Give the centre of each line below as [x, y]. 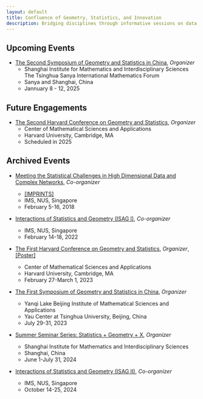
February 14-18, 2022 [51, 237]
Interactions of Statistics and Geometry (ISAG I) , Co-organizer [93, 218]
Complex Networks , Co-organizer [57, 182]
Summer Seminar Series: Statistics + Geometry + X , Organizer [93, 334]
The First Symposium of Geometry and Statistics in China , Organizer [101, 291]
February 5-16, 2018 [49, 207]
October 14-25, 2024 [50, 389]
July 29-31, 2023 [46, 323]
